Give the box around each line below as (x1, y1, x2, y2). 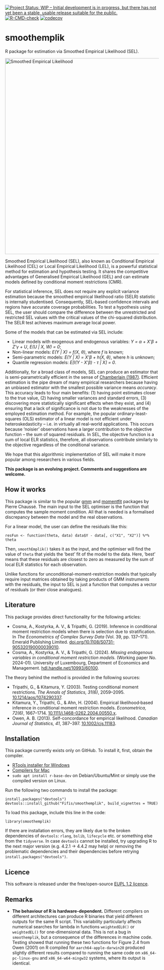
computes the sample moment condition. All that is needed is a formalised (5, 509, 154, 514)
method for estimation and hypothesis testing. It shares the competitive (5, 268, 148, 274)
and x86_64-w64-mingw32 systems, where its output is (40, 955, 145, 961)
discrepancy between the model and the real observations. (5, 514, 123, 520)
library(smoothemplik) (5, 819, 51, 824)
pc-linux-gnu (12, 956, 39, 961)
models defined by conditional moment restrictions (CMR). (5, 279, 123, 285)
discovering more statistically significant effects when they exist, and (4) (5, 400, 151, 406)
